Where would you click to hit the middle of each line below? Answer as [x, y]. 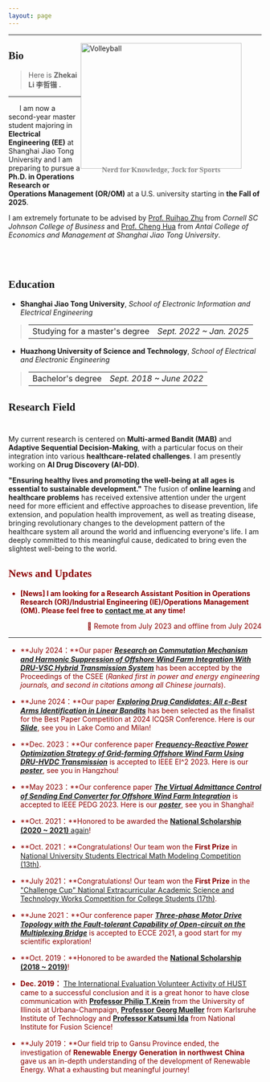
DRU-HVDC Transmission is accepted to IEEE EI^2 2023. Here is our [134, 762]
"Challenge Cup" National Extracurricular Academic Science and [127, 890]
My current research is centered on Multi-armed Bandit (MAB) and [120, 439]
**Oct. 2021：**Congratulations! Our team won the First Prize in [129, 846]
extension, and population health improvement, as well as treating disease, [132, 515]
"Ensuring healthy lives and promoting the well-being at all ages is [122, 480]
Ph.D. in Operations [41, 177]
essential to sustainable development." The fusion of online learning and [132, 489]
